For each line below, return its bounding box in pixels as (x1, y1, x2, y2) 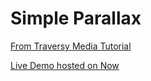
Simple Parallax (10, 7, 142, 30)
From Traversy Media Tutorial (10, 40, 132, 52)
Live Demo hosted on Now (10, 59, 120, 71)
